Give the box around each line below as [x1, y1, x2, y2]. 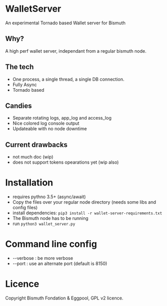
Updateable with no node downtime [12, 126, 87, 132]
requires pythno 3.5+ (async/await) [12, 194, 86, 200]
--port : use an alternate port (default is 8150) [12, 260, 107, 266]
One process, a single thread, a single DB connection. [12, 76, 125, 82]
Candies [5, 101, 32, 110]
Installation [5, 177, 53, 188]
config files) [12, 205, 38, 211]
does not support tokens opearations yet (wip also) [12, 159, 119, 165]
